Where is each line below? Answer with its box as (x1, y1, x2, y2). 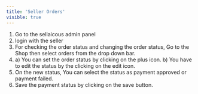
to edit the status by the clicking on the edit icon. (14, 62, 136, 69)
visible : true (6, 14, 42, 20)
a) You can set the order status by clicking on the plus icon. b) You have (14, 56, 193, 63)
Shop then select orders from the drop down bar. (14, 49, 136, 57)
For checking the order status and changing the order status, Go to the (14, 43, 190, 51)
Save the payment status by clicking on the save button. (14, 81, 154, 88)
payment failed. (14, 75, 54, 82)
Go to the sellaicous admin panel (14, 30, 96, 37)
